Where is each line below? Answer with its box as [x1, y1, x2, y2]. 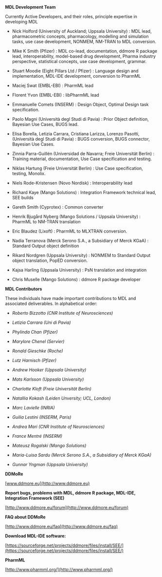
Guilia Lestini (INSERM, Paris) [12, 414, 72, 420]
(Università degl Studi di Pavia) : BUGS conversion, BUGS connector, [12, 136, 150, 142]
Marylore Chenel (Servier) [12, 339, 65, 344]
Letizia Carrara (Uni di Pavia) [12, 320, 72, 325]
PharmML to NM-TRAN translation [12, 219, 81, 224]
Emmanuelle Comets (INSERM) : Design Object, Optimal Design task [12, 102, 149, 107]
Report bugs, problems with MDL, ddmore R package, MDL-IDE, [5, 490, 136, 495]
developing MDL [5, 19, 38, 24]
